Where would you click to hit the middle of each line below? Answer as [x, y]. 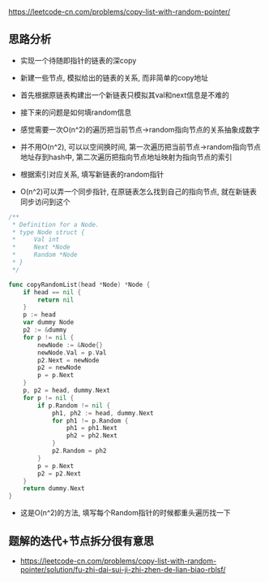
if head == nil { [52, 292]
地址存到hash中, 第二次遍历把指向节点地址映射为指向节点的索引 [126, 157]
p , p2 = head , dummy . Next [67, 391]
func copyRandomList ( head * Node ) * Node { [79, 284]
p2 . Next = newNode [68, 360]
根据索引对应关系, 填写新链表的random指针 [92, 174]
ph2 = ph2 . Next [92, 436]
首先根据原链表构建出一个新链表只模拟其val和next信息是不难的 [124, 95]
